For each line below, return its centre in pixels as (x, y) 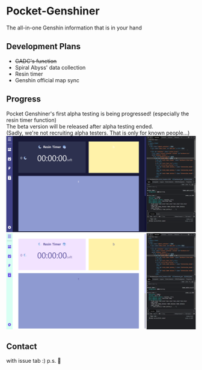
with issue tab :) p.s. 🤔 (34, 361)
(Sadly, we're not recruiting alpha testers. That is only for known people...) (98, 133)
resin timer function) (32, 120)
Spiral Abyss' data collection (50, 67)
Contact (22, 346)
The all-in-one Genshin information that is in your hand (74, 28)
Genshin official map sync (47, 80)
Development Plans (44, 47)
